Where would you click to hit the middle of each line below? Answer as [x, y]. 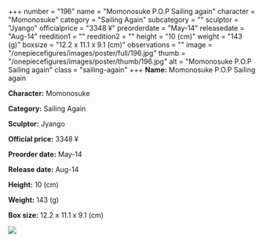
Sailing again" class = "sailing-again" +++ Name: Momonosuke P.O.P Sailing [132, 70]
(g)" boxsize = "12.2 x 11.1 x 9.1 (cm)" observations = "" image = [111, 45]
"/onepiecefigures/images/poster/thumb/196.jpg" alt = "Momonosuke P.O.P [130, 61]
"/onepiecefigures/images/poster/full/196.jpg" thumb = [97, 53]
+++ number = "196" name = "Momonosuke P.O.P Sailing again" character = [131, 11]
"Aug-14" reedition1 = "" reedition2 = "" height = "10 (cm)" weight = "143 [125, 36]
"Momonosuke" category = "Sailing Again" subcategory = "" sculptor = [124, 20]
